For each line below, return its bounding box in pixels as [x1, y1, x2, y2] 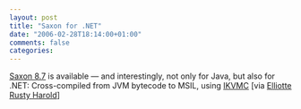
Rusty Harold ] [9, 90, 61, 101]
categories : [9, 46, 54, 55]
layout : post [9, 13, 58, 22]
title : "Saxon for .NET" [9, 21, 102, 30]
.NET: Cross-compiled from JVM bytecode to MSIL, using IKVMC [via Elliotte [9, 80, 292, 91]
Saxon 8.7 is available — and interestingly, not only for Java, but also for [9, 71, 276, 81]
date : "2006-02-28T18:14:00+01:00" [9, 29, 142, 38]
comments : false [9, 38, 70, 47]
